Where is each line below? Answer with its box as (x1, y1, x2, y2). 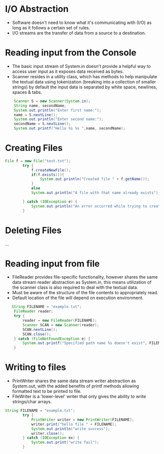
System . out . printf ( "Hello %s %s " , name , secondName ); (14, 126, 125, 131)
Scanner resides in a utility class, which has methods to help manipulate (12, 73, 157, 79)
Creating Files (5, 143, 63, 153)
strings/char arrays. (12, 399, 52, 405)
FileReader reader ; (14, 309, 54, 314)
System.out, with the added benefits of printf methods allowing (12, 383, 139, 389)
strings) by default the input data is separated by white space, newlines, (12, 84, 158, 90)
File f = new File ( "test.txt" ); (5, 158, 71, 163)
